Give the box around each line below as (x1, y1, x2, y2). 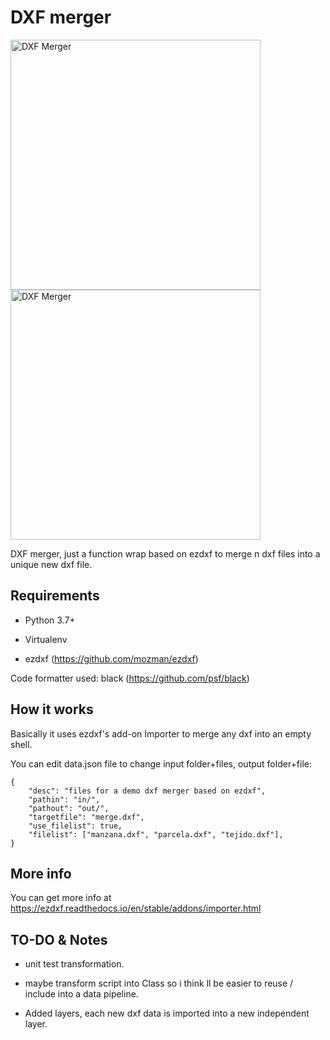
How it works (10, 701, 94, 718)
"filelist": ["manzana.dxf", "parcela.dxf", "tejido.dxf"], (28, 829, 284, 840)
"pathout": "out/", (28, 803, 110, 813)
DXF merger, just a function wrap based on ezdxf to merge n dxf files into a (10, 547, 321, 560)
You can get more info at (10, 892, 112, 904)
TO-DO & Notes (10, 931, 108, 948)
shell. (10, 738, 33, 750)
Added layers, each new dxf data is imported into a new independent (24, 1007, 310, 1020)
